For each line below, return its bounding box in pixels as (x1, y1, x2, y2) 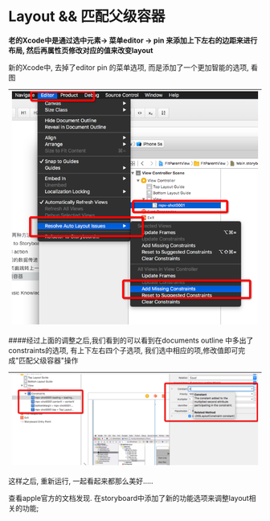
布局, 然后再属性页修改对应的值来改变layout (8, 45, 153, 55)
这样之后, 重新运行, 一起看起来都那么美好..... (8, 476, 154, 486)
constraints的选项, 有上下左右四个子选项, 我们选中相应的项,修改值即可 (8, 345, 239, 355)
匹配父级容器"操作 (18, 355, 79, 365)
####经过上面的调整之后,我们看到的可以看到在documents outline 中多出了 (8, 335, 254, 345)
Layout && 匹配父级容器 (8, 7, 166, 26)
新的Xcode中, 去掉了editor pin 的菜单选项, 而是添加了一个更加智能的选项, (8, 62, 249, 72)
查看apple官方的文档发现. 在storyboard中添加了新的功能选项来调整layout (8, 493, 249, 503)
